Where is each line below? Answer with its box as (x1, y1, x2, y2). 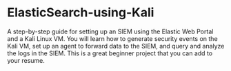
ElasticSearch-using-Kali (7, 5, 154, 20)
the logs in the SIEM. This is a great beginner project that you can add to (7, 49, 212, 57)
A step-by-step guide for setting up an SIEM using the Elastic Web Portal (7, 27, 214, 35)
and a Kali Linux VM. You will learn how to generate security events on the (7, 34, 219, 42)
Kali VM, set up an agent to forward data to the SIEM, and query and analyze (7, 42, 225, 50)
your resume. (7, 56, 45, 64)
